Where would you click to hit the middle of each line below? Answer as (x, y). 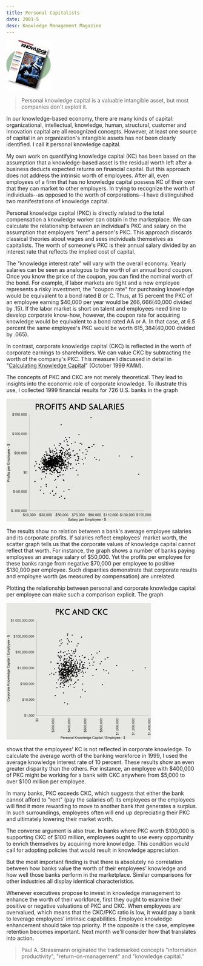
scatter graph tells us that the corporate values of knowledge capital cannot (101, 544)
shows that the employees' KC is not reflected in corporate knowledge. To (99, 749)
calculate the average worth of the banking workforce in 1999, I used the (97, 756)
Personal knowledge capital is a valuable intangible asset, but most (105, 101)
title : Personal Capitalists (43, 13)
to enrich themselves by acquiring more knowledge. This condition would (98, 844)
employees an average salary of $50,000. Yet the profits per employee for (99, 557)
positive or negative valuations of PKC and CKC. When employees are (93, 906)
